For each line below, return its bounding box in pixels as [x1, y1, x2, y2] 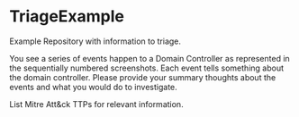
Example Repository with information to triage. [9, 36, 182, 46]
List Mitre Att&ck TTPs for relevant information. [9, 98, 184, 109]
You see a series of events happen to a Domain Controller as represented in [9, 53, 290, 63]
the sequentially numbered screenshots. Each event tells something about [9, 63, 285, 73]
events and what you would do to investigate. [9, 81, 177, 92]
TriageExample [9, 6, 124, 27]
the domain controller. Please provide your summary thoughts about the [9, 71, 276, 82]
